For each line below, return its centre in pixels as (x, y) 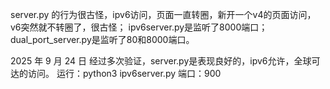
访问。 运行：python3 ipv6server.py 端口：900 (124, 73)
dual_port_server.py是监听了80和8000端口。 (102, 39)
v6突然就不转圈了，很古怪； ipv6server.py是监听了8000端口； (139, 27)
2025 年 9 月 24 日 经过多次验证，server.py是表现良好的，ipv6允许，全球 (161, 61)
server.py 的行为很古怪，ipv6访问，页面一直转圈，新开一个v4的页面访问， (163, 14)
